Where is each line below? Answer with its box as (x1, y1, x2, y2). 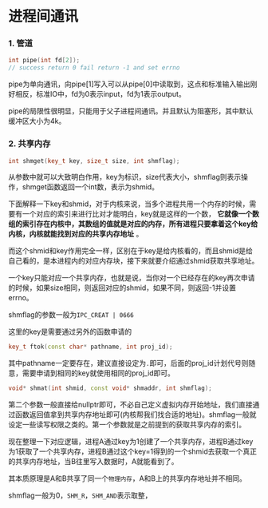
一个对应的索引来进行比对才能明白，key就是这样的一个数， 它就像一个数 (22, 209, 260, 219)
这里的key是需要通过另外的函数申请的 (8, 327, 132, 336)
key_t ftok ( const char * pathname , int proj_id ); (8, 343, 173, 351)
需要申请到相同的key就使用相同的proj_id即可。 (22, 368, 175, 378)
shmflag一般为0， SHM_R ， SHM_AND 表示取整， (8, 490, 152, 500)
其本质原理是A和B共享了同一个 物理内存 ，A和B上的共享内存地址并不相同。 (8, 474, 247, 483)
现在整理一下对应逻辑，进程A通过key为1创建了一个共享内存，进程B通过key (8, 437, 254, 446)
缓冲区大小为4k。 (8, 117, 66, 126)
